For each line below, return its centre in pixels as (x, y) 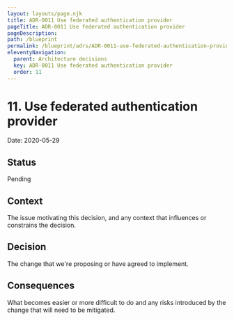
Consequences (41, 286)
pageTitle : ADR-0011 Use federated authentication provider (96, 26)
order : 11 (28, 72)
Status (22, 162)
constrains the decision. (42, 225)
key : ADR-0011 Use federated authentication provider (93, 65)
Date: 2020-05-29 (34, 141)
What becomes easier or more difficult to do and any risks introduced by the (117, 302)
